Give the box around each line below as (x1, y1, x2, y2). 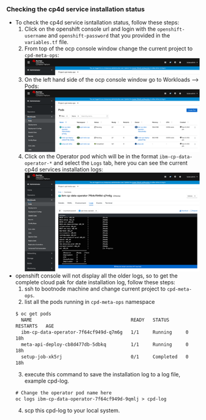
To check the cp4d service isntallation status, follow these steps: (15, 19, 180, 26)
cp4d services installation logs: (24, 165, 104, 173)
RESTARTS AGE (15, 323, 55, 329)
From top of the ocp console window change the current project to (24, 45, 193, 52)
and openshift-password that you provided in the (48, 32, 170, 39)
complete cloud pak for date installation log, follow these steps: (15, 278, 176, 286)
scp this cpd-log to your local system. (24, 406, 120, 414)
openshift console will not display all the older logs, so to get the (15, 272, 178, 279)
